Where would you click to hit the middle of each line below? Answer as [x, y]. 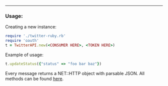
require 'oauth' [22, 41]
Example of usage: [24, 55]
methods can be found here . [34, 79]
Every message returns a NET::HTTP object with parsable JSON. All [75, 73]
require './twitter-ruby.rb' [35, 36]
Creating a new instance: [31, 27]
